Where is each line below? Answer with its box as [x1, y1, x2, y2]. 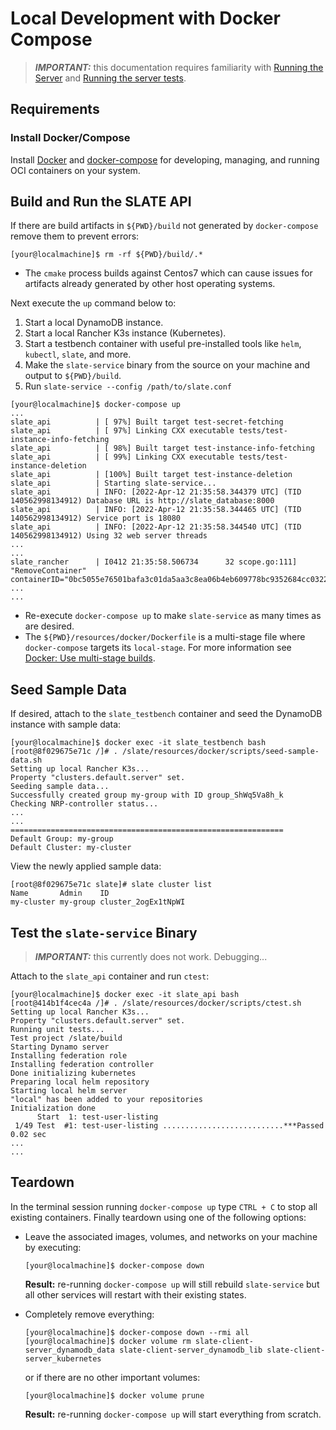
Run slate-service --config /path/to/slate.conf [24, 380, 232, 392]
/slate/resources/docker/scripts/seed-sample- [121, 747, 320, 757]
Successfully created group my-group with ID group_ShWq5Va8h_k [10, 790, 284, 801]
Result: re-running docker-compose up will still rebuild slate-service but [24, 1278, 320, 1290]
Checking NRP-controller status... [10, 799, 159, 809]
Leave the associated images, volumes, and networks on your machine [24, 1230, 318, 1242]
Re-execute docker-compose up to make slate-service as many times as [24, 610, 322, 622]
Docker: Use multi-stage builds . [24, 652, 156, 664]
